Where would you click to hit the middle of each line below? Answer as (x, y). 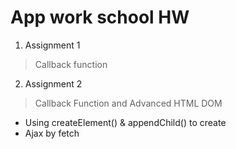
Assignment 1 (52, 45)
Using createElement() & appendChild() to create (125, 122)
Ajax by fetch (52, 133)
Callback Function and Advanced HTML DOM (128, 103)
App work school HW (100, 17)
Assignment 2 (53, 83)
